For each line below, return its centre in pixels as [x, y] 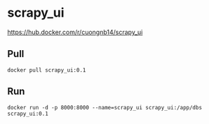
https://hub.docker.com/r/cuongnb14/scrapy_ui [75, 32]
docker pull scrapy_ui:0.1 [47, 70]
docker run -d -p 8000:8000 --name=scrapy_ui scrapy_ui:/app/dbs [104, 107]
